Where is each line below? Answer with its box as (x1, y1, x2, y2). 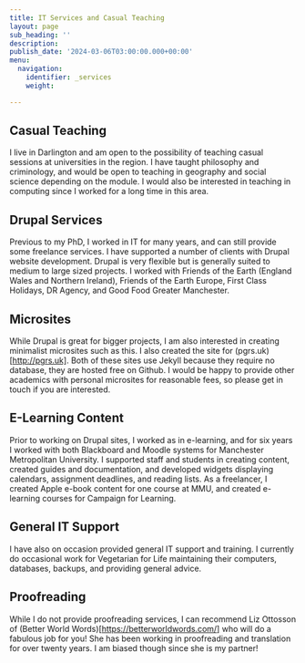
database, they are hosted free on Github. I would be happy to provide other (9, 365, 295, 376)
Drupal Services (9, 212, 103, 228)
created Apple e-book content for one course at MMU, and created (9, 482, 261, 493)
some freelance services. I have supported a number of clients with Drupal (9, 246, 290, 257)
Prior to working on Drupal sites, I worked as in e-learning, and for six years (9, 434, 293, 445)
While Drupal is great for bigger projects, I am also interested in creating (9, 336, 280, 347)
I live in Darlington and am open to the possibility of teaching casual (9, 147, 264, 158)
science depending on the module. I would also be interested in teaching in (9, 176, 291, 187)
